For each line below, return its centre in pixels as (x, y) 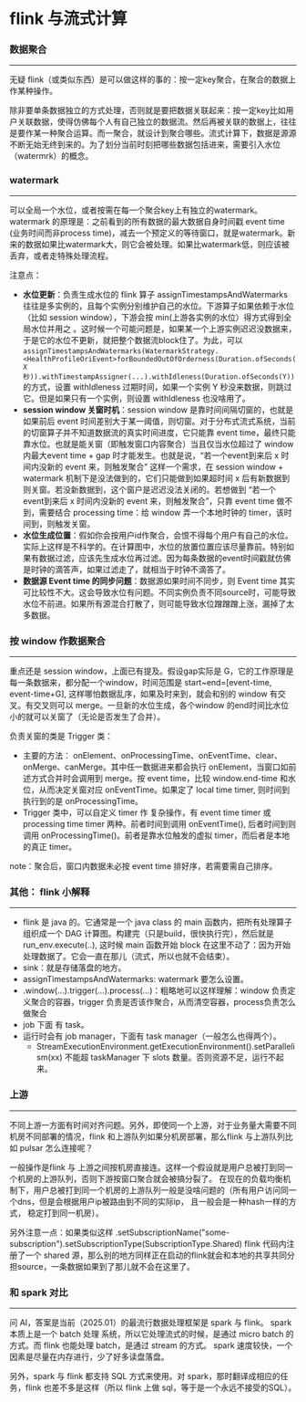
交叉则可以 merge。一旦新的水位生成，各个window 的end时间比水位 (161, 706)
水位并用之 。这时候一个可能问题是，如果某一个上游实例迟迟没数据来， (163, 329)
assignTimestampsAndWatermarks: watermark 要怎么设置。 (135, 979)
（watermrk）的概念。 (51, 156)
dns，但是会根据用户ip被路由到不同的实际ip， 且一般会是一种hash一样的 (153, 1201)
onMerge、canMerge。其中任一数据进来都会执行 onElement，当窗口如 (155, 767)
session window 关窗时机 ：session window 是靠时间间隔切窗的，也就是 (158, 409)
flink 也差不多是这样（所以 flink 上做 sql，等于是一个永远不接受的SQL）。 (161, 1387)
